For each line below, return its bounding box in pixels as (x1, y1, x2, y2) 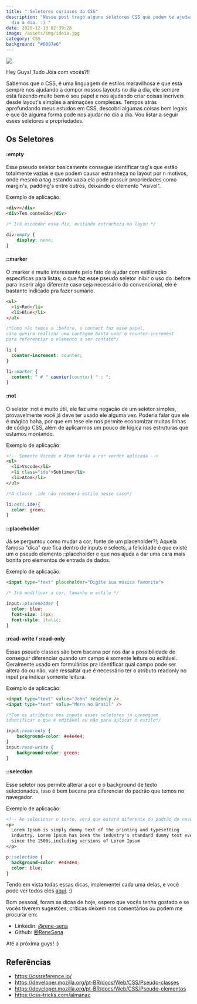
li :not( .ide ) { (6, 501, 41, 507)
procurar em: (6, 911, 38, 918)
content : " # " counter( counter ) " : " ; (11, 374, 111, 380)
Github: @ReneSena (14, 929, 63, 936)
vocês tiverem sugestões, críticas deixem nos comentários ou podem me (6, 905, 183, 912)
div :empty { (6, 232, 35, 238)
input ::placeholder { (6, 601, 59, 607)
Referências (6, 957, 52, 967)
